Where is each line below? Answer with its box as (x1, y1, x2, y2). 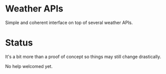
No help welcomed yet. (5, 63, 53, 69)
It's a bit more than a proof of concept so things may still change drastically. (5, 53, 162, 59)
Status (5, 37, 33, 48)
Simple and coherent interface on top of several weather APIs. (5, 19, 133, 25)
